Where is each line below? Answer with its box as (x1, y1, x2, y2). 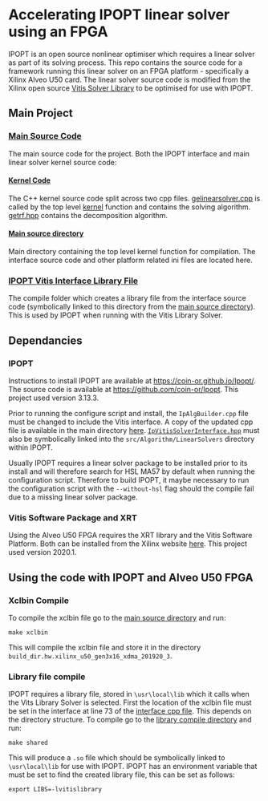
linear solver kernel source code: (8, 157, 117, 167)
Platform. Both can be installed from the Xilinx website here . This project (8, 539, 247, 548)
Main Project (8, 107, 74, 120)
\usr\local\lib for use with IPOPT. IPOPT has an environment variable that (8, 762, 258, 771)
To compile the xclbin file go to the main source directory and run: (8, 613, 226, 622)
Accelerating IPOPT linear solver (8, 6, 230, 24)
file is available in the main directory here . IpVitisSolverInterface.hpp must (8, 426, 260, 435)
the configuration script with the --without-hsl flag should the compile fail (8, 483, 254, 494)
